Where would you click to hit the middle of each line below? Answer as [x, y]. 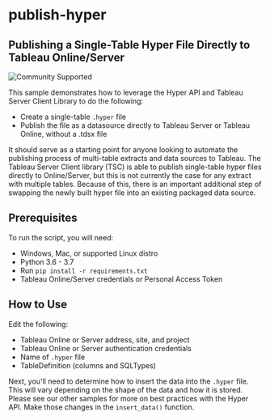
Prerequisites [43, 218]
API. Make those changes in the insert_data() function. [101, 407]
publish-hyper [57, 15]
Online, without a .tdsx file [63, 134]
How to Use [38, 305]
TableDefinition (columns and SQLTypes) [88, 365]
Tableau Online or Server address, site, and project [105, 339]
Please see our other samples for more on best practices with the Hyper [129, 398]
